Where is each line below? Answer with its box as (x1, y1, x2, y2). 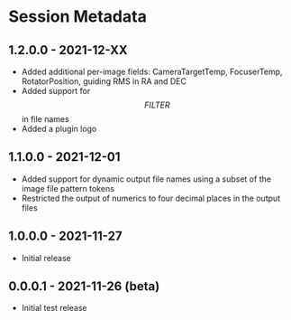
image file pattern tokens (21, 183, 114, 193)
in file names (21, 114, 69, 124)
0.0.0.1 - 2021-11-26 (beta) (8, 278, 160, 295)
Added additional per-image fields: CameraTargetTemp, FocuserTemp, (21, 66, 283, 77)
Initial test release (21, 303, 87, 314)
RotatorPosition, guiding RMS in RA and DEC (21, 76, 186, 87)
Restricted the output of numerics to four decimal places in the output (21, 193, 281, 203)
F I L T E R (144, 99, 170, 110)
